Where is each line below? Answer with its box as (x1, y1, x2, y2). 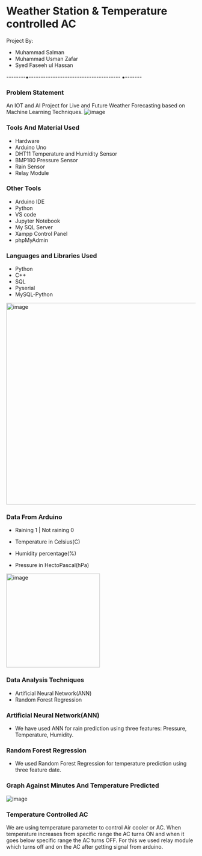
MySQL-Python (14, 291, 53, 298)
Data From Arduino (6, 513, 63, 521)
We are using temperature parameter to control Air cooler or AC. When (6, 823, 182, 831)
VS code (14, 211, 37, 218)
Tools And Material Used (6, 124, 80, 132)
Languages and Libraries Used (6, 252, 97, 260)
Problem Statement (6, 88, 64, 97)
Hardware (14, 137, 40, 144)
